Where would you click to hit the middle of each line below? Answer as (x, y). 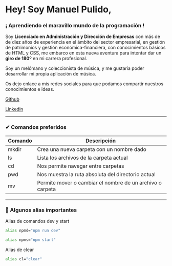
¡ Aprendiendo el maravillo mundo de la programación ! (75, 26)
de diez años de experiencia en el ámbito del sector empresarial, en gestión (85, 42)
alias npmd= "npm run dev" (33, 231)
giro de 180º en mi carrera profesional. (46, 59)
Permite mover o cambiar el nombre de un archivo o (100, 182)
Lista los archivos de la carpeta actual (82, 158)
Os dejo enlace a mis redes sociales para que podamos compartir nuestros (84, 84)
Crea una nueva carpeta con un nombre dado (92, 149)
